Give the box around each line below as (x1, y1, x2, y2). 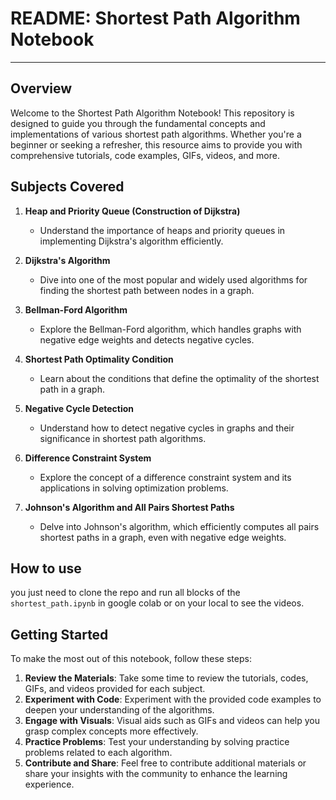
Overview (10, 80, 73, 97)
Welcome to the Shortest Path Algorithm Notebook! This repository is (10, 107, 295, 119)
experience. (24, 778, 75, 791)
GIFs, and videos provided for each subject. (24, 683, 206, 695)
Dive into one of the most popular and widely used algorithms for (39, 273, 308, 286)
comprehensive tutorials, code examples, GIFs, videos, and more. (10, 149, 280, 161)
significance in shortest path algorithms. (39, 432, 207, 444)
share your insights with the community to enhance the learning (24, 768, 288, 780)
